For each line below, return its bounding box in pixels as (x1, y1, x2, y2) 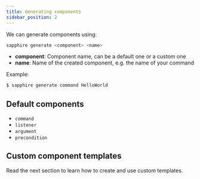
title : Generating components (6, 8, 82, 15)
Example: (6, 71, 29, 78)
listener (14, 122, 37, 128)
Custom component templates (6, 151, 122, 161)
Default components (6, 99, 85, 109)
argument (14, 129, 37, 135)
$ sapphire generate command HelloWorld (6, 82, 109, 88)
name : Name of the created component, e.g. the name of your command (14, 59, 194, 66)
